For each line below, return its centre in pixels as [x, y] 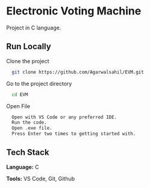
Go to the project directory [39, 83]
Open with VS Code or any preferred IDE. [64, 117]
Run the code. [29, 123]
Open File [18, 106]
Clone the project [28, 61]
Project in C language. [34, 28]
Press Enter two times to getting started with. [74, 134]
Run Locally [29, 47]
